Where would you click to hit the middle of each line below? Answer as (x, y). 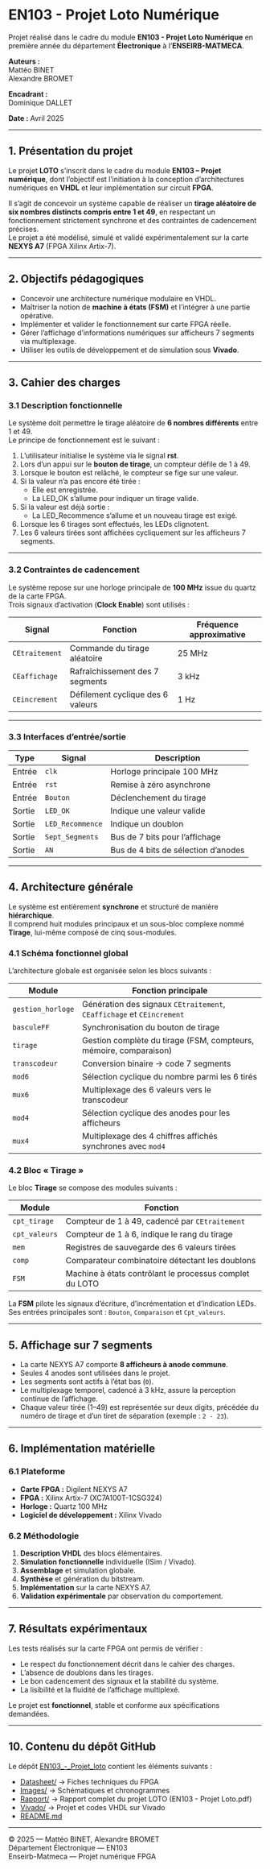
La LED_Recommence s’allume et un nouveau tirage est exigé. (135, 516)
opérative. (37, 315)
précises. (24, 229)
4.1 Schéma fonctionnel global (68, 953)
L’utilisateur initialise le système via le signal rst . (99, 456)
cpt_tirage (33, 1221)
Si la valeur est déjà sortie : (65, 507)
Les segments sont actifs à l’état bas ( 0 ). (87, 1382)
